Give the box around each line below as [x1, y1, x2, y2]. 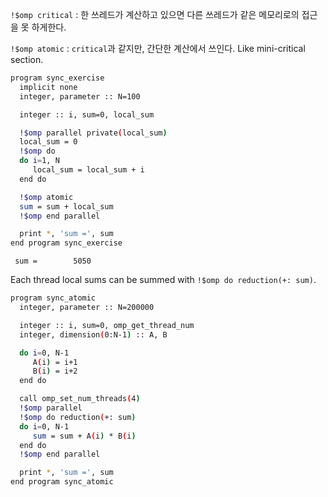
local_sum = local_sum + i [32, 165, 145, 175]
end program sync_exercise [10, 238, 123, 248]
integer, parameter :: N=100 [19, 91, 141, 102]
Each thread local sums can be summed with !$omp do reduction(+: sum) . [10, 274, 317, 286]
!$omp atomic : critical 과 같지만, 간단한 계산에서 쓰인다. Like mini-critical [10, 43, 306, 54]
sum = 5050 [14, 256, 92, 267]
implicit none [19, 82, 78, 92]
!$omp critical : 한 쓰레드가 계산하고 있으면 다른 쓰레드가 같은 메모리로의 [10, 9, 300, 20]
